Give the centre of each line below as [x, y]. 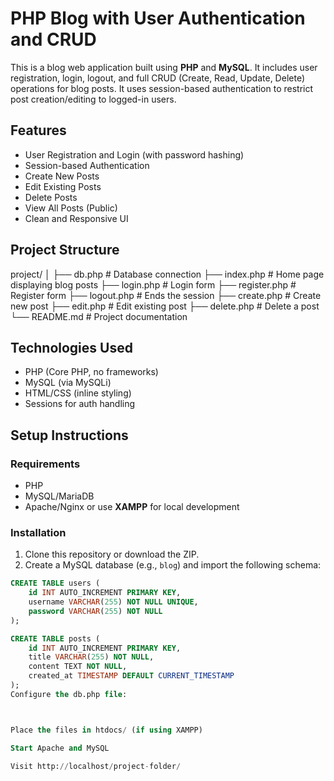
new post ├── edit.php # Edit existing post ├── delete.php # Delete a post [165, 306]
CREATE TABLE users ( [55, 583]
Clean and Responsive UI [76, 218]
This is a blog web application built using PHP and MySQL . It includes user [164, 67]
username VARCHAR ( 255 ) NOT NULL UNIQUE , [113, 602]
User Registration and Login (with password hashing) [134, 154]
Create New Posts [62, 176]
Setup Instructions [69, 435]
